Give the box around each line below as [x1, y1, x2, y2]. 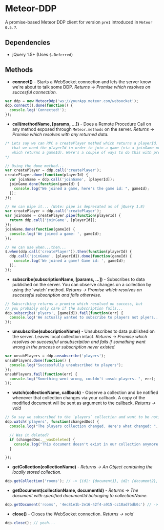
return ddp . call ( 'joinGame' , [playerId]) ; [9, 218, 97, 223]
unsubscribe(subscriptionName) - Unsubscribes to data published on [12, 328, 155, 334]
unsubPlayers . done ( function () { [5, 358, 71, 363]
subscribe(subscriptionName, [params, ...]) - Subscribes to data [12, 276, 145, 282]
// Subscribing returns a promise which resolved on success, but [5, 301, 143, 306]
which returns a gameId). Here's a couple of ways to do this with [11, 150, 152, 155]
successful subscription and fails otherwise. [12, 292, 102, 298]
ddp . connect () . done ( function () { [5, 103, 73, 108]
